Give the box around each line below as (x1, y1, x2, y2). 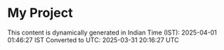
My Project (7, 5, 73, 21)
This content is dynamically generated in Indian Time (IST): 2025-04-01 (7, 28, 218, 37)
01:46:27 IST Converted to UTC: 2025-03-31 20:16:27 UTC (7, 35, 179, 44)
